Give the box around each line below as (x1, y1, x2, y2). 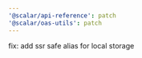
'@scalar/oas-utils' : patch (8, 19, 103, 27)
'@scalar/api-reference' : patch (8, 11, 116, 20)
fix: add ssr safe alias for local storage (8, 41, 135, 50)
